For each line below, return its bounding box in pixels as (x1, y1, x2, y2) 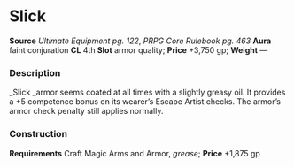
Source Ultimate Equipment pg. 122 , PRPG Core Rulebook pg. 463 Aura (9, 35, 272, 46)
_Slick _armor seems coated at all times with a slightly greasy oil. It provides (9, 87, 286, 98)
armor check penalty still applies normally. (9, 106, 164, 117)
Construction (9, 128, 68, 140)
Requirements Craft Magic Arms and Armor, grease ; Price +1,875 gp (9, 148, 261, 158)
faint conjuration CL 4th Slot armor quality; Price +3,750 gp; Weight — (9, 44, 268, 55)
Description (9, 66, 61, 79)
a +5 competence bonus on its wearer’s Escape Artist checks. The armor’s (9, 96, 282, 107)
